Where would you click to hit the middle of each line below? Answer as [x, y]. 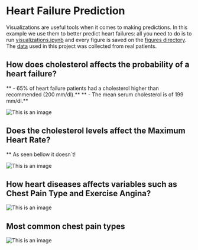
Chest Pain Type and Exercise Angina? [79, 193]
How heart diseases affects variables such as [92, 184]
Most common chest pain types [66, 226]
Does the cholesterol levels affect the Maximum [96, 131]
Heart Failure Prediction [66, 11]
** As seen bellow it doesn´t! [41, 154]
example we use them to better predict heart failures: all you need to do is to [99, 33]
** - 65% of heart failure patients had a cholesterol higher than [83, 88]
